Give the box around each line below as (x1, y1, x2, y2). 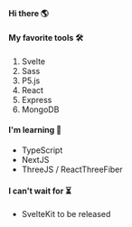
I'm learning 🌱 (8, 125, 62, 136)
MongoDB (21, 104, 60, 115)
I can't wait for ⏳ (8, 185, 71, 196)
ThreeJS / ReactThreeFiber (21, 164, 123, 175)
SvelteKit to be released (21, 209, 111, 220)
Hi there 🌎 (8, 7, 49, 18)
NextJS (21, 155, 50, 165)
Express (21, 94, 52, 105)
